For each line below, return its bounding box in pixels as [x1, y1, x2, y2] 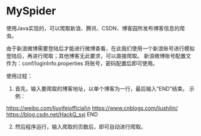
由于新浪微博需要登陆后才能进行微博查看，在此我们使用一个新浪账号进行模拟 [6, 45, 195, 52]
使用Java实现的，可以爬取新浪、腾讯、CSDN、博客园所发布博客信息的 [6, 24, 180, 32]
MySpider [6, 4, 56, 18]
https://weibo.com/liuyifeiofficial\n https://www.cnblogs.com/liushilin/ [6, 104, 178, 112]
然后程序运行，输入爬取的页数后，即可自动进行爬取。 [14, 123, 147, 130]
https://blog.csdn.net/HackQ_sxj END [6, 110, 98, 118]
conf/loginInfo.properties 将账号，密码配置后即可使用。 [22, 60, 159, 67]
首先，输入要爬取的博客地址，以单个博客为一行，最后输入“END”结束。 [14, 85, 188, 92]
